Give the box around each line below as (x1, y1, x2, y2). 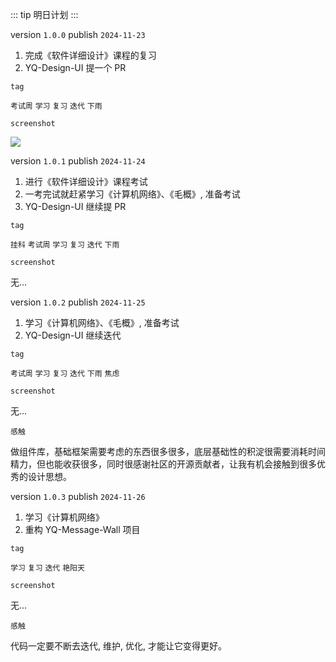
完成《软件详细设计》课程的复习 (24, 49, 157, 61)
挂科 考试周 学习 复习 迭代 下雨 (10, 240, 120, 250)
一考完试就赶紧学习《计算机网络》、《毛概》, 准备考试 (24, 188, 241, 200)
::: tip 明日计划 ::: (10, 9, 79, 20)
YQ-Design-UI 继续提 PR (24, 201, 127, 212)
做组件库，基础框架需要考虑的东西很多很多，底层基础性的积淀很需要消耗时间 (10, 446, 326, 457)
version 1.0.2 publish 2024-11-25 (10, 296, 146, 308)
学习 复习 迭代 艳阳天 (10, 563, 85, 573)
